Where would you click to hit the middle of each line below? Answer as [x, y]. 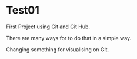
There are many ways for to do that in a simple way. [69, 38]
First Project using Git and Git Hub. [48, 27]
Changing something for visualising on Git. [58, 49]
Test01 [23, 10]
